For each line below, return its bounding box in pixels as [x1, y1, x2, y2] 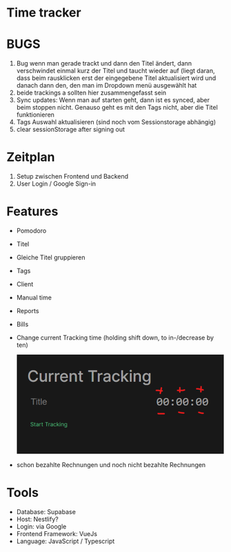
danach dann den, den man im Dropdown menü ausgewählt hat [16, 81, 197, 90]
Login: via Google [16, 522, 67, 531]
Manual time [16, 293, 52, 302]
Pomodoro [16, 226, 47, 235]
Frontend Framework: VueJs [16, 530, 98, 538]
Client [16, 280, 34, 288]
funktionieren [16, 110, 54, 119]
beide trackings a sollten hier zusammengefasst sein [16, 88, 167, 97]
